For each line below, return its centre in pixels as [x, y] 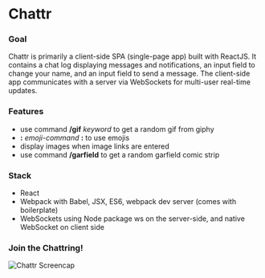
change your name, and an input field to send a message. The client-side [129, 74]
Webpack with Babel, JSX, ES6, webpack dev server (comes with [128, 202]
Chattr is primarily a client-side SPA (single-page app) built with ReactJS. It [132, 56]
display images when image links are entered [95, 146]
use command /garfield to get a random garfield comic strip [120, 154]
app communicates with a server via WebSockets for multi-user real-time [130, 82]
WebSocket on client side [62, 227]
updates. [23, 91]
